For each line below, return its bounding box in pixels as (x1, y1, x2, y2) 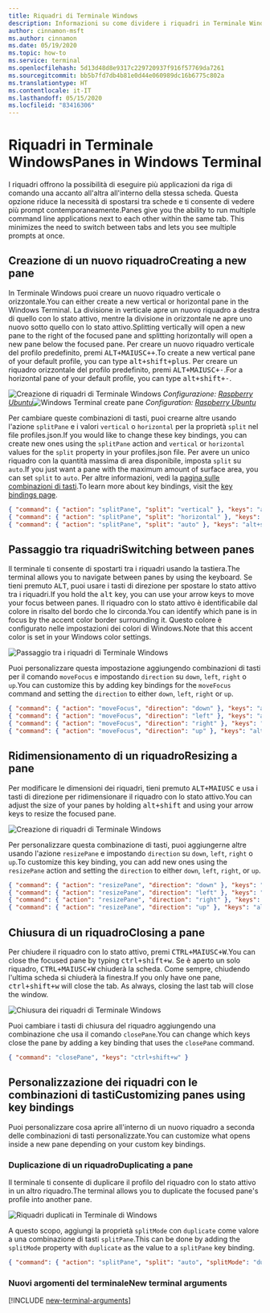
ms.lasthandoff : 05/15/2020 (8, 94, 103, 102)
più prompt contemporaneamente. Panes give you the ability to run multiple (8, 206, 256, 215)
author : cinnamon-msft (8, 27, 84, 35)
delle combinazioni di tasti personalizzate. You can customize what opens (8, 1131, 251, 1140)
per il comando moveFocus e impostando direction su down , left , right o (8, 672, 247, 681)
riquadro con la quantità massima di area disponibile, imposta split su (8, 456, 242, 465)
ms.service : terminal (8, 57, 81, 65)
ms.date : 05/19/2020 (8, 42, 78, 50)
